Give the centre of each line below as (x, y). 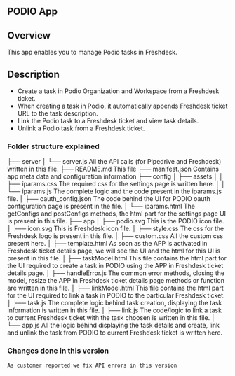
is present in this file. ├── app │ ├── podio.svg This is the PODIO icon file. (116, 221)
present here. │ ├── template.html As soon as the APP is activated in (107, 244)
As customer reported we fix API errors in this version (92, 365)
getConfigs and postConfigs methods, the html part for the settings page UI (117, 214)
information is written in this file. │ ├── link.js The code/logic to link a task (115, 310)
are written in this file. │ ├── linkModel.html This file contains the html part (115, 288)
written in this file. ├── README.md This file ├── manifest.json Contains (113, 169)
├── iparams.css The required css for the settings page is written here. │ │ (116, 184)
